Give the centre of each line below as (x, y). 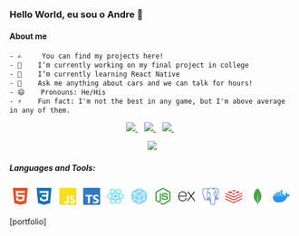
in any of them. (40, 111)
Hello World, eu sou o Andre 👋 (76, 14)
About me (29, 36)
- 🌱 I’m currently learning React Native (95, 75)
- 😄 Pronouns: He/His (58, 93)
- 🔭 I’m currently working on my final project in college (129, 66)
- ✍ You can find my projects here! (87, 57)
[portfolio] (28, 222)
